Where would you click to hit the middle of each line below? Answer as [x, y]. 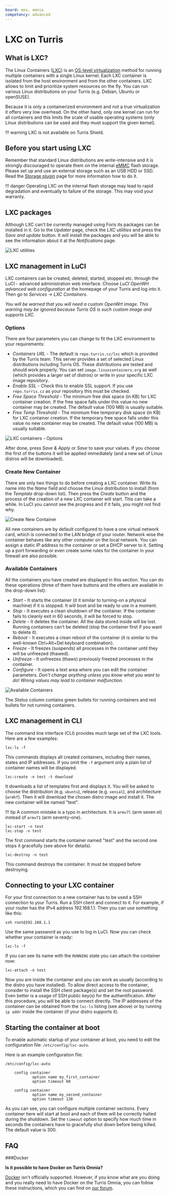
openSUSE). [18, 97]
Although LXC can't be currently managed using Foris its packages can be [82, 225]
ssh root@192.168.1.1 [28, 923]
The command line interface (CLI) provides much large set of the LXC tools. [83, 733]
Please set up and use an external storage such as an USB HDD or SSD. [79, 171]
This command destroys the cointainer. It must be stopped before [73, 864]
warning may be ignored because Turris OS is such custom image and [78, 309]
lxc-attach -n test [26, 970]
